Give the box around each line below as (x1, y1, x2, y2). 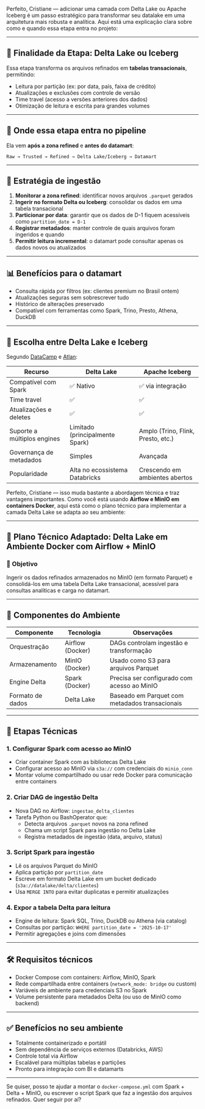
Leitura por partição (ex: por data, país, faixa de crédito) (15, 82, 156, 90)
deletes (9, 413, 31, 422)
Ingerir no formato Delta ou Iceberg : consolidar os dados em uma (15, 199, 182, 206)
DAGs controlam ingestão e (109, 639, 188, 647)
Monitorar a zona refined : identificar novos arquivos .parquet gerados (15, 192, 193, 199)
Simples (69, 452, 93, 461)
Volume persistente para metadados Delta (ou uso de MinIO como (15, 993, 182, 1000)
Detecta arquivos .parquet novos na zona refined (24, 820, 148, 827)
